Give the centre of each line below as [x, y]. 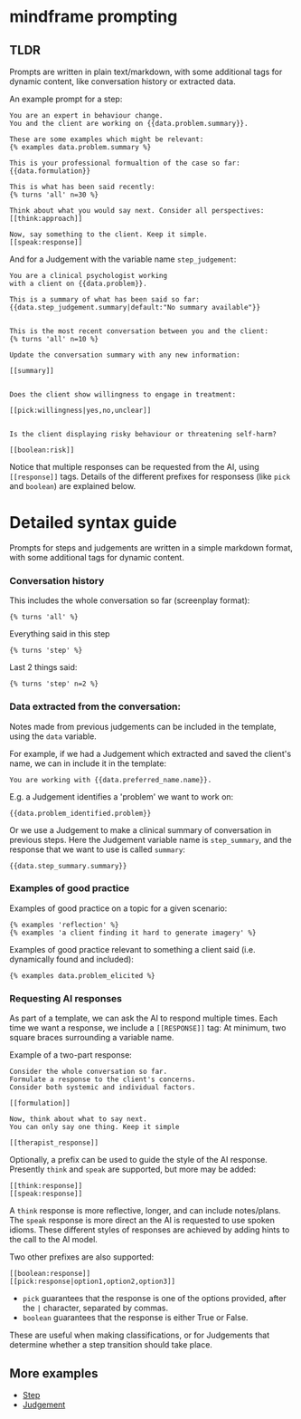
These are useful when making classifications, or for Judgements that [140, 1335]
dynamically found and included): [71, 959]
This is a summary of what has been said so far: [105, 300]
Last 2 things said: [43, 667]
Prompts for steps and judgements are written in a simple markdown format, [151, 547]
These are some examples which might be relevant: [107, 139]
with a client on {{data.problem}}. [78, 283]
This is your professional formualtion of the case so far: [125, 163]
